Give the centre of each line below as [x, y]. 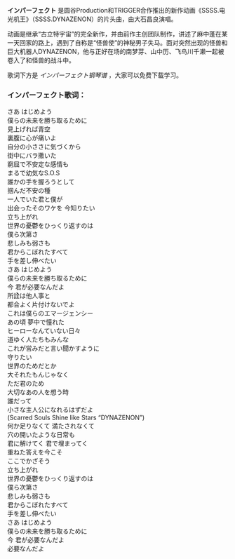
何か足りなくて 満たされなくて [51, 426]
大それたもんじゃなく [38, 375]
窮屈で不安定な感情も [38, 164]
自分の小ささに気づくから [44, 147]
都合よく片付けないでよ [41, 304]
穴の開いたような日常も [41, 435]
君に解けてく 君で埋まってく [48, 443]
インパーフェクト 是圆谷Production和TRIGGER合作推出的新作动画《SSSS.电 [116, 10]
